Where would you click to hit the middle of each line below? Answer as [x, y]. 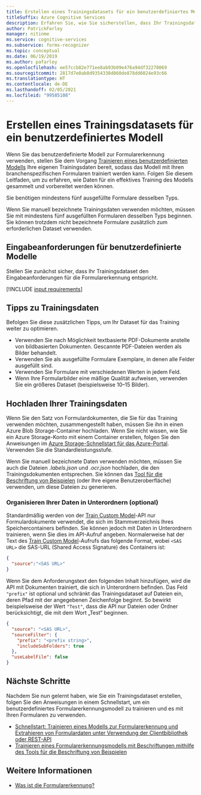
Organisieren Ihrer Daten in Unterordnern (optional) [82, 503]
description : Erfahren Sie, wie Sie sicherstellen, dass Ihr [84, 23]
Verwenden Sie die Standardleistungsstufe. [60, 450]
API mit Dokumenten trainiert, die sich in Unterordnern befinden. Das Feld [97, 587]
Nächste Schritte [38, 681]
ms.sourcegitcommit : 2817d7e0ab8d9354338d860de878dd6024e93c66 [87, 73]
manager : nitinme [28, 34]
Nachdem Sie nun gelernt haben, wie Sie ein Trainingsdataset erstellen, [94, 696]
